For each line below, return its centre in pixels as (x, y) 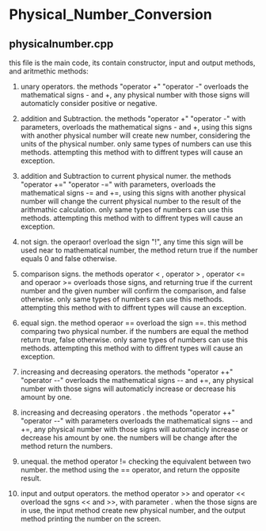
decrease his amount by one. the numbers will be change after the (129, 438)
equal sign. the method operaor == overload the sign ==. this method (133, 323)
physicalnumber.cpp (61, 44)
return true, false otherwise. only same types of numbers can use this (134, 339)
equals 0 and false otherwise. (68, 258)
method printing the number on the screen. (91, 519)
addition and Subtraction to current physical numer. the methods (126, 176)
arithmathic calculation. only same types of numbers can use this (127, 210)
